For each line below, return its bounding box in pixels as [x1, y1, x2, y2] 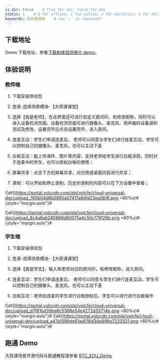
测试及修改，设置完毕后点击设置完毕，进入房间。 [12, 126, 111, 132]
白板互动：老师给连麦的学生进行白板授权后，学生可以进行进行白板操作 [12, 293, 154, 299]
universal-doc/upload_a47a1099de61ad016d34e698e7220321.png [5, 318, 139, 324]
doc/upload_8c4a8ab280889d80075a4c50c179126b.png [5, 215, 120, 221]
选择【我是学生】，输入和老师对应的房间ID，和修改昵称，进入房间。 [12, 266, 147, 272]
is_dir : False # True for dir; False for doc [5, 7, 106, 12]
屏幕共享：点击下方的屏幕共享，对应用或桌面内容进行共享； [12, 169, 132, 175]
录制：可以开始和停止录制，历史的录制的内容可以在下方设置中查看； [12, 180, 149, 186]
